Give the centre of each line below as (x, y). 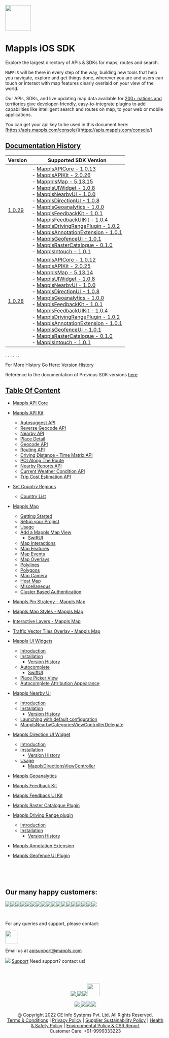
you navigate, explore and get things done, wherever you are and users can (84, 78)
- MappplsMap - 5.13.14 (63, 272)
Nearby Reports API (41, 466)
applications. (19, 114)
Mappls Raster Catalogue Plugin (46, 805)
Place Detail (33, 439)
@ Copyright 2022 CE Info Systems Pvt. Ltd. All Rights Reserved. (85, 1015)
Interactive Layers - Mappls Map (46, 621)
